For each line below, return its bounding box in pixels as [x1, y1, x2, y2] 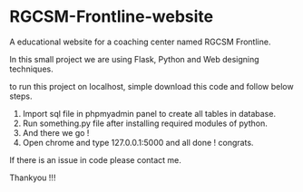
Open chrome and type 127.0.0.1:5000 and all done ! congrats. [22, 137, 254, 148]
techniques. [9, 63, 54, 74]
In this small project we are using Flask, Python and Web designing [9, 53, 260, 64]
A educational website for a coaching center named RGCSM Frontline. [9, 36, 271, 47]
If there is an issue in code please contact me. [9, 154, 181, 165]
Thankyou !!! [9, 172, 56, 183]
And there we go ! [22, 127, 90, 138]
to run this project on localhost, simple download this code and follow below [9, 81, 294, 91]
